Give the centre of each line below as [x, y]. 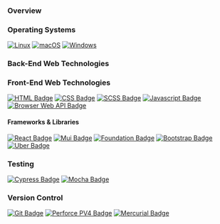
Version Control [35, 198]
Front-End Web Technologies [59, 82]
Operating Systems [42, 29]
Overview [25, 11]
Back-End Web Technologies [58, 64]
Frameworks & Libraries [43, 122]
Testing [21, 164]
